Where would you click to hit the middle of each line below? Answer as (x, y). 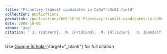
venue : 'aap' (19, 28)
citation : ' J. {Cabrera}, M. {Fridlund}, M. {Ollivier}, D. (73, 32)
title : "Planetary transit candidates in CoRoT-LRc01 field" (70, 10)
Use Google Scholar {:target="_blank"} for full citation (60, 46)
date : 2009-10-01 (23, 23)
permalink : (16, 19)
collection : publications (32, 14)
